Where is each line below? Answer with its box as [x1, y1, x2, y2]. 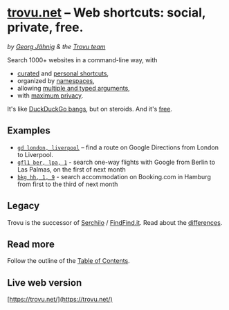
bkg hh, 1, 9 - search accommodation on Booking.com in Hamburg [17, 172, 211, 181]
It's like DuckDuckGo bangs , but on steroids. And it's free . [7, 104, 173, 113]
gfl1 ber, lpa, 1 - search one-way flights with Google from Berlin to [17, 158, 216, 166]
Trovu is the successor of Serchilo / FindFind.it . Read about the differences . [7, 218, 223, 226]
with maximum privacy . [17, 91, 84, 100]
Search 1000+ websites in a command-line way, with [7, 55, 158, 64]
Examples [7, 125, 51, 136]
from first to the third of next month [17, 180, 118, 188]
